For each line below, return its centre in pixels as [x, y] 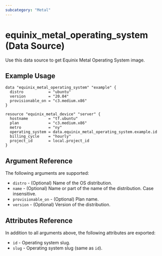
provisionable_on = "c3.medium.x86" [48, 101]
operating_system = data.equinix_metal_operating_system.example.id [84, 132]
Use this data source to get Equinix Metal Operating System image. [75, 60]
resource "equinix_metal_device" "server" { [53, 114]
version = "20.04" [39, 97]
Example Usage [30, 76]
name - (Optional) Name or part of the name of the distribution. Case [83, 188]
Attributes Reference [39, 221]
